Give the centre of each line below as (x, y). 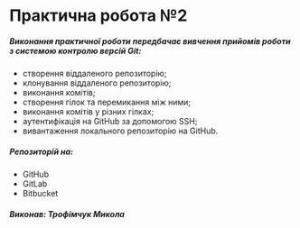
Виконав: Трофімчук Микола (67, 214)
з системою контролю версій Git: (75, 50)
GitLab (35, 184)
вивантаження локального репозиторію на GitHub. (120, 131)
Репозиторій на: (42, 151)
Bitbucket (40, 194)
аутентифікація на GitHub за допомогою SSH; (110, 122)
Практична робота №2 (98, 16)
